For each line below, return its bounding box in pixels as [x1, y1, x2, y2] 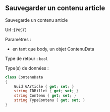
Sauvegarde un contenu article [5, 17, 68, 23]
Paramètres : [5, 36, 31, 42]
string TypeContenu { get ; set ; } [14, 98, 85, 103]
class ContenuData [5, 74, 43, 80]
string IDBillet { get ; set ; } [14, 89, 79, 94]
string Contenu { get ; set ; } [14, 93, 77, 98]
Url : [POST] [5, 27, 27, 33]
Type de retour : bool [5, 56, 48, 61]
